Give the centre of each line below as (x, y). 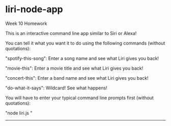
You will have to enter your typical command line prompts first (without (79, 98)
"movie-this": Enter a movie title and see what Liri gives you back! (74, 68)
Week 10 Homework (26, 23)
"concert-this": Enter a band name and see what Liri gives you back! (77, 78)
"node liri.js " (19, 113)
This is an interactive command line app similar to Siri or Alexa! (71, 33)
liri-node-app (34, 9)
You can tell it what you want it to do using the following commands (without (85, 43)
